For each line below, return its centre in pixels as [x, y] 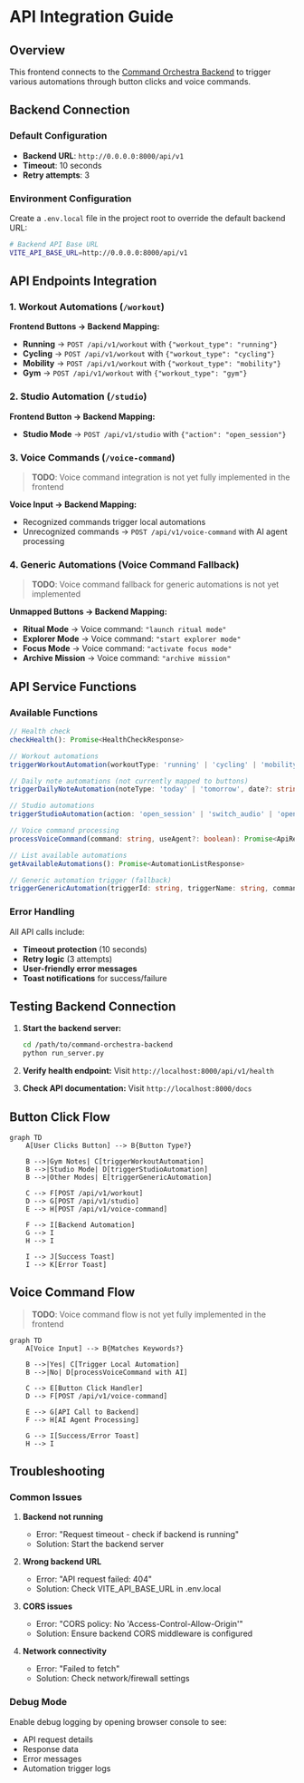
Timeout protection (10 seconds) [85, 949]
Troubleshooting [57, 1471]
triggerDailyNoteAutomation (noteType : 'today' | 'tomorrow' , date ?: [141, 789]
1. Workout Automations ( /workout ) [87, 307]
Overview [38, 50]
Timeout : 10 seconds [62, 165]
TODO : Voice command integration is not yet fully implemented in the [161, 477]
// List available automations [68, 855]
